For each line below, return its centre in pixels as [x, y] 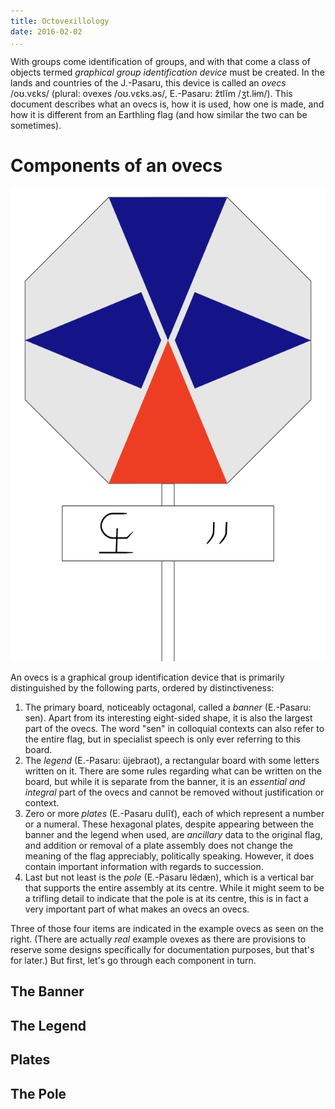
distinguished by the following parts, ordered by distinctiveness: [142, 688]
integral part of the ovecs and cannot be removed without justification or [174, 792]
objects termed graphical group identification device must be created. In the [167, 72]
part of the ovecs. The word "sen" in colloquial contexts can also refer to [174, 729]
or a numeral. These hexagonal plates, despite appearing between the [169, 824]
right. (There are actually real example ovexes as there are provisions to [158, 939]
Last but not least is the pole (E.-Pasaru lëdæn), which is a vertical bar [169, 877]
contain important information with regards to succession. [144, 867]
